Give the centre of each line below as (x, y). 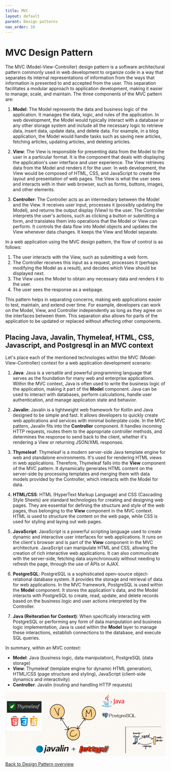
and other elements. (34, 190)
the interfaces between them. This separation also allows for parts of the (81, 316)
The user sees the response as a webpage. (58, 290)
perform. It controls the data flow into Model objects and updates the (85, 226)
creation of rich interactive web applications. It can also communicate (85, 553)
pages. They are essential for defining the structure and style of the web (89, 505)
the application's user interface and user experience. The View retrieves (88, 163)
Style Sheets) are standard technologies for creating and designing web (88, 500)
